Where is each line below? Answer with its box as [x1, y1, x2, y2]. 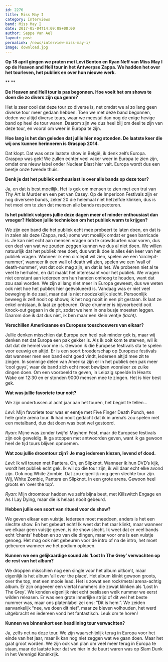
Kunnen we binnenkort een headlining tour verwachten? [5, 620, 125, 626]
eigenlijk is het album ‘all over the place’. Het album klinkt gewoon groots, [5, 572, 156, 579]
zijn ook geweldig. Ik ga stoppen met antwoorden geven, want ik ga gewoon [5, 435, 162, 441]
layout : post [5, 36, 33, 41]
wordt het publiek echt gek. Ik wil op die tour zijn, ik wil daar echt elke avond [5, 465, 163, 471]
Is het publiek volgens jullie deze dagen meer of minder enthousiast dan [5, 211, 158, 217]
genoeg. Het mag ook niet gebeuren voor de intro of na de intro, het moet [5, 537, 157, 543]
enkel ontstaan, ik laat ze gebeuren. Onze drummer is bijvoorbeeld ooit [5, 302, 151, 308]
